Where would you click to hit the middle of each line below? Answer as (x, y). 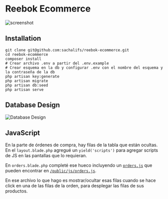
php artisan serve (24, 89)
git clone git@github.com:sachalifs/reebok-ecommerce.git (67, 50)
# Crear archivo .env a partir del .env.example (57, 63)
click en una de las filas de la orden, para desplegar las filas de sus (75, 186)
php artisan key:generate (32, 76)
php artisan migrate (27, 81)
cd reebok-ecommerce (27, 54)
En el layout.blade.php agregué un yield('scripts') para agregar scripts (82, 150)
